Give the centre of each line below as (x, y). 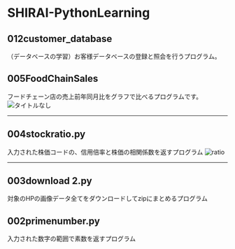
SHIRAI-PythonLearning (79, 13)
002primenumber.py (54, 221)
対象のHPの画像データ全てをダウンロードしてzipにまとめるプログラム (107, 199)
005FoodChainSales (53, 79)
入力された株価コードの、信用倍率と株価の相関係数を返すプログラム (105, 152)
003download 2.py (50, 181)
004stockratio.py (47, 134)
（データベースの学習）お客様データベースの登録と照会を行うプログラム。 (114, 56)
